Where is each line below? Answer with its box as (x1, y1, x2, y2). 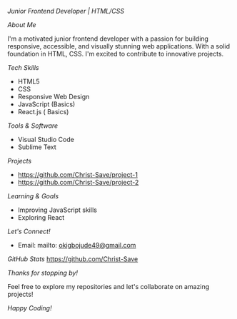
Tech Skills (7, 64, 39, 71)
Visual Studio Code (17, 136, 75, 143)
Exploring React (17, 213, 65, 221)
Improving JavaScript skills (17, 206, 98, 214)
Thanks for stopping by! (7, 268, 79, 277)
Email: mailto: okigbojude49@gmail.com (17, 241, 136, 249)
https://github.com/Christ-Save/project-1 (17, 171, 138, 178)
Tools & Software (7, 121, 59, 130)
